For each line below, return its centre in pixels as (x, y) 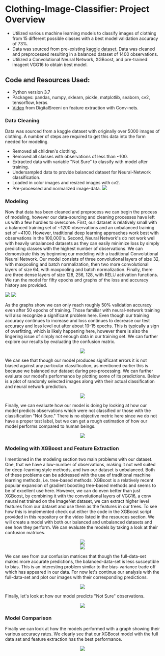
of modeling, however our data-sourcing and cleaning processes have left (80, 217)
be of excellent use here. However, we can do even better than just (73, 490)
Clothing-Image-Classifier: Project (77, 9)
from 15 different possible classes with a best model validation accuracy (85, 38)
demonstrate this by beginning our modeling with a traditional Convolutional (82, 254)
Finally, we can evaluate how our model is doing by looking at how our (76, 406)
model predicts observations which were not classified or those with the (78, 411)
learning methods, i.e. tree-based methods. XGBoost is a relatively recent (79, 480)
